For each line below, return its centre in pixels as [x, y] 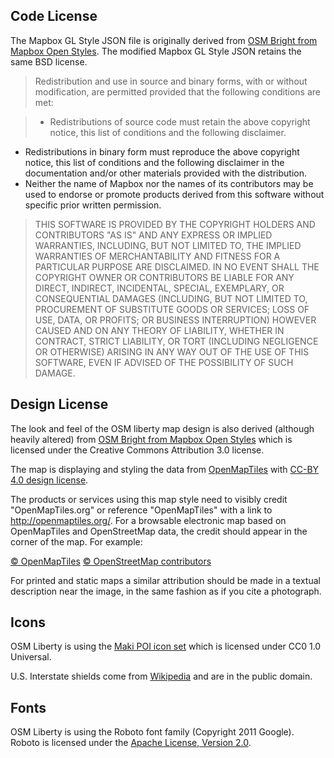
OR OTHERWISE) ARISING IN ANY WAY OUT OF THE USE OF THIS [172, 351]
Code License [54, 16]
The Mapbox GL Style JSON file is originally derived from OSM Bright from [164, 40]
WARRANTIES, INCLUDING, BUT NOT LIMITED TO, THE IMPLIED [168, 245]
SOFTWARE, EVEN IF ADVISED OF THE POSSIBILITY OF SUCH [164, 362]
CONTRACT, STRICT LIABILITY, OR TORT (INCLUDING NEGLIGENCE [176, 341]
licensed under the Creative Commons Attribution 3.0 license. [137, 450]
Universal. [31, 657]
